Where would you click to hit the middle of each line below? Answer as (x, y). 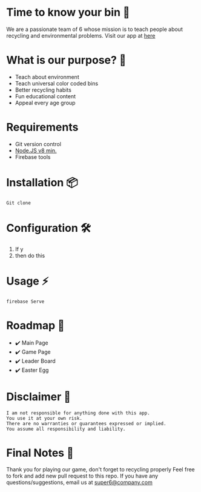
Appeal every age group (45, 103)
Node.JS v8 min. (36, 150)
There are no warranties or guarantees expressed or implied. (86, 423)
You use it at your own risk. (44, 418)
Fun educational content (45, 96)
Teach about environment (47, 77)
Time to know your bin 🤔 (68, 12)
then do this (30, 255)
